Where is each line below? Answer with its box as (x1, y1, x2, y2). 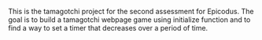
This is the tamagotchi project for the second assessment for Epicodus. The (8, 7, 254, 16)
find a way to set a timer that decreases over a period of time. (8, 24, 208, 32)
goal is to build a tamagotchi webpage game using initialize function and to (8, 15, 251, 24)
